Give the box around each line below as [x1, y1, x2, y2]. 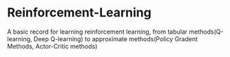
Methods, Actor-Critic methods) [7, 42, 98, 50]
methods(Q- [189, 27, 224, 36]
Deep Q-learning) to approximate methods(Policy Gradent [33, 34, 198, 43]
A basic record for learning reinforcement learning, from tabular [7, 27, 188, 36]
